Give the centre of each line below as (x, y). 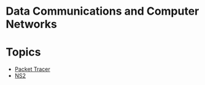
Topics (23, 52)
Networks (32, 24)
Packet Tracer (32, 69)
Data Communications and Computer (102, 11)
